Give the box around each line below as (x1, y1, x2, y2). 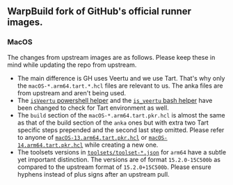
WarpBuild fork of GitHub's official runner (7, 6, 192, 17)
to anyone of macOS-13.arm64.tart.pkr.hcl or (17, 133, 147, 141)
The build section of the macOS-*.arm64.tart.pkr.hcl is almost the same (17, 111, 225, 119)
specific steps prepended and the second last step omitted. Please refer (17, 125, 225, 134)
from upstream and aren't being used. (17, 88, 127, 97)
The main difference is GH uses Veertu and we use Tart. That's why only (17, 74, 225, 82)
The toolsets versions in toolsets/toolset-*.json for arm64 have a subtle (17, 147, 227, 156)
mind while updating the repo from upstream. (7, 61, 137, 69)
